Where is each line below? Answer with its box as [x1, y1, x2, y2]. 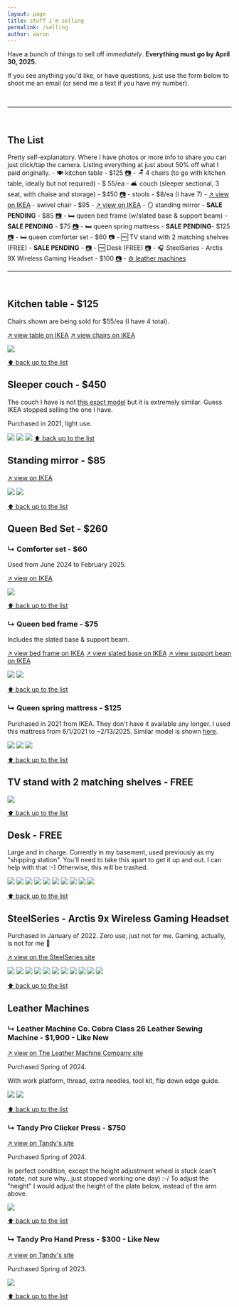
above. [7, 1189, 28, 1198]
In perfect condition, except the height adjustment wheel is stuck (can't [7, 1166, 216, 1175]
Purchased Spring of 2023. [7, 1264, 87, 1273]
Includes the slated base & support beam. [7, 635, 129, 644]
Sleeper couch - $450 [7, 379, 107, 391]
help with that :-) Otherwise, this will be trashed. [7, 863, 149, 872]
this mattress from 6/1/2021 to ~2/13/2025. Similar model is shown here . [7, 727, 218, 735]
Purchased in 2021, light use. [7, 419, 92, 428]
